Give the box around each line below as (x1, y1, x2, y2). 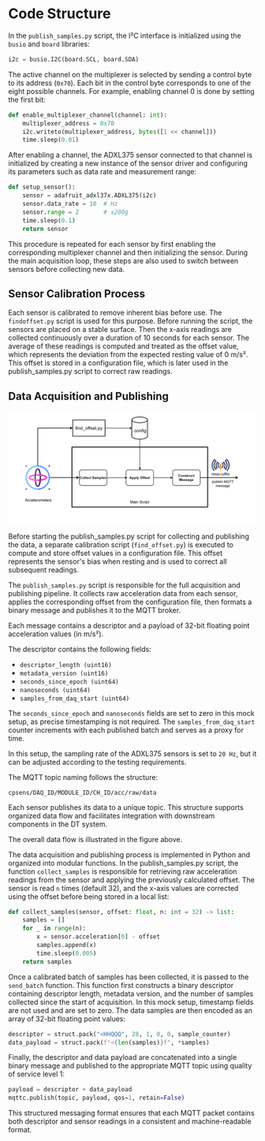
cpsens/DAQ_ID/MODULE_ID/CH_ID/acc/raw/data (8, 789, 157, 796)
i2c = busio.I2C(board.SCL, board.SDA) (8, 55, 140, 63)
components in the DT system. (8, 819, 108, 829)
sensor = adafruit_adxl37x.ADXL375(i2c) (22, 192, 157, 199)
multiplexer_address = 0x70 (22, 119, 114, 127)
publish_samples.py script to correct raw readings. (8, 367, 174, 376)
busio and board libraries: (8, 39, 90, 48)
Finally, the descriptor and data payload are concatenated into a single (8, 1053, 237, 1062)
